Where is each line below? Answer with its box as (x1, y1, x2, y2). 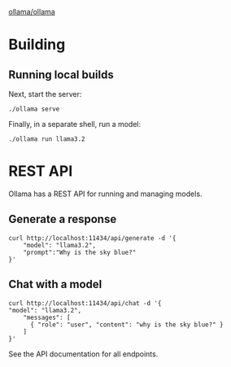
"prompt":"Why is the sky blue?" (23, 248, 137, 256)
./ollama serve (8, 105, 60, 113)
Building (8, 36, 66, 54)
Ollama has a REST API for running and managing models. (8, 189, 203, 199)
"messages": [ (23, 313, 71, 321)
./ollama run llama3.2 (8, 135, 85, 143)
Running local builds (8, 68, 114, 81)
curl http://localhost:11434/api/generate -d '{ (8, 234, 177, 242)
